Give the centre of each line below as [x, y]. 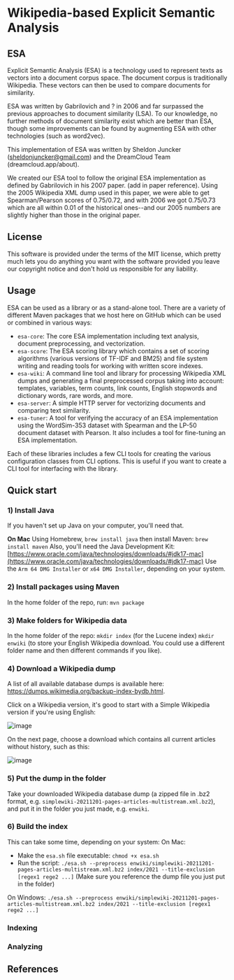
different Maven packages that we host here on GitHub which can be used [114, 315]
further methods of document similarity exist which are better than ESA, [111, 121]
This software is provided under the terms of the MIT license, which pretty [114, 254]
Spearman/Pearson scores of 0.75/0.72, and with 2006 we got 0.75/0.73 [111, 200]
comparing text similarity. [54, 410]
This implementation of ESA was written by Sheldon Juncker [94, 149]
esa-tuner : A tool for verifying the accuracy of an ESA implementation [118, 418]
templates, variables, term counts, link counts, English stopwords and [117, 388]
